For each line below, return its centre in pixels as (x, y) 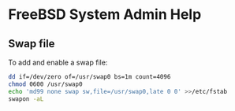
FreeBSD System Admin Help (105, 15)
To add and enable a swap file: (58, 62)
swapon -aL (26, 99)
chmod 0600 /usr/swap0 (45, 84)
